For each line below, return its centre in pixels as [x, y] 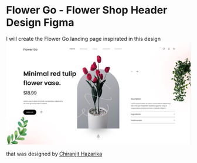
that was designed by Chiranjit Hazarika [54, 154]
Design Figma [40, 22]
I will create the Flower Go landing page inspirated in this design [84, 39]
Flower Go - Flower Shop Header [87, 10]
